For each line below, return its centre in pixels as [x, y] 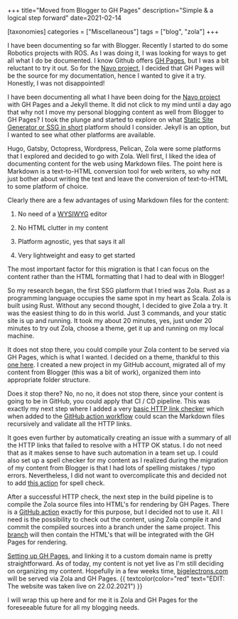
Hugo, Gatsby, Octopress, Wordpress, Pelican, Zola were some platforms [114, 148]
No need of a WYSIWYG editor [63, 214]
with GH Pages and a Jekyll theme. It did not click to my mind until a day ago [119, 105]
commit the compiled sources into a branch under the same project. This [114, 527]
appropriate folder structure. [49, 380]
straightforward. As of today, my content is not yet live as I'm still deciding [115, 564]
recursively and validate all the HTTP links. [70, 424]
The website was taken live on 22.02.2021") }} [75, 586]
